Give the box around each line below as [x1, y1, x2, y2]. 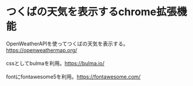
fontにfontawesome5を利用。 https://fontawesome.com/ [6, 73, 141, 80]
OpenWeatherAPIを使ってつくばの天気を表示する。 [6, 40, 129, 47]
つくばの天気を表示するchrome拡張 [6, 5, 177, 19]
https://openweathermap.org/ [6, 46, 78, 53]
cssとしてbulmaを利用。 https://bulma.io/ [6, 59, 105, 67]
